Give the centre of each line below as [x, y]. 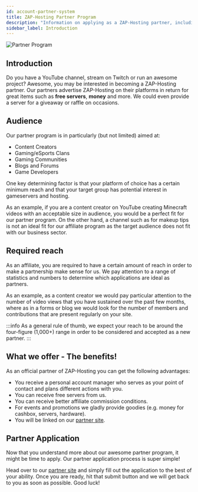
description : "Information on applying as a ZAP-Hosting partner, [89, 22]
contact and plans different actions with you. [69, 388]
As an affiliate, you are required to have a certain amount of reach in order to [99, 265]
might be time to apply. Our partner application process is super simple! [93, 459]
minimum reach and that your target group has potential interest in [86, 189]
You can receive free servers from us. [60, 395]
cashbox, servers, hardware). [50, 414]
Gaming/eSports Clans [42, 153]
